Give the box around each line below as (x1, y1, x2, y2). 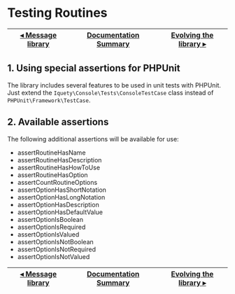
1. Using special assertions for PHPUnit (7, 62, 180, 74)
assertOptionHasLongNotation (17, 192, 106, 201)
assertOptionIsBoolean (17, 215, 84, 223)
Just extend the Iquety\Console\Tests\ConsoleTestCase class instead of (7, 88, 214, 97)
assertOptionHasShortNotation (17, 185, 107, 194)
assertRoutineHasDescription (17, 155, 102, 164)
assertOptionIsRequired (17, 223, 86, 231)
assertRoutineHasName (17, 148, 86, 157)
